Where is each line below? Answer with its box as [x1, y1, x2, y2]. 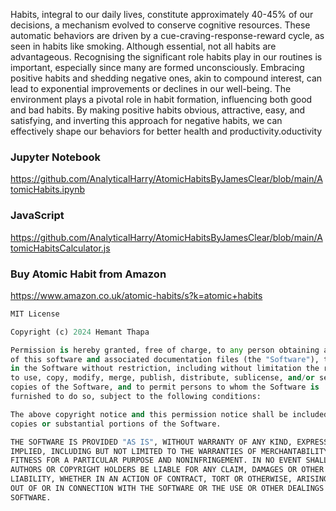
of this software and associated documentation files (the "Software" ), [10, 354, 320, 364]
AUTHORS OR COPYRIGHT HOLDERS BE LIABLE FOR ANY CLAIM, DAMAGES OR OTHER [10, 465, 325, 475]
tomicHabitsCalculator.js [10, 242, 111, 254]
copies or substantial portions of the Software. [10, 419, 222, 429]
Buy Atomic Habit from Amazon [10, 267, 167, 281]
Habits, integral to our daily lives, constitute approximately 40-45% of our [10, 9, 314, 20]
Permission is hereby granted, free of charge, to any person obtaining [10, 345, 320, 355]
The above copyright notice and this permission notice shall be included [10, 409, 329, 419]
